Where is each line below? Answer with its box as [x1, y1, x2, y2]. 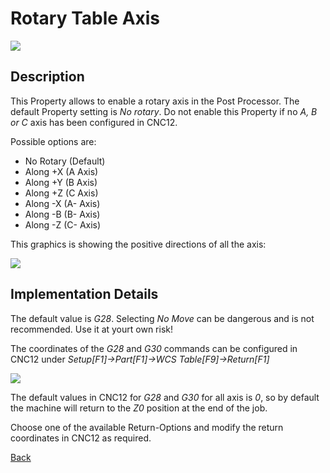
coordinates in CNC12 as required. [10, 432, 152, 444]
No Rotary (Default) [24, 155, 106, 167]
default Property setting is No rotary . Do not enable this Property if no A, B [10, 105, 318, 117]
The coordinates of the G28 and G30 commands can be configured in [10, 342, 298, 354]
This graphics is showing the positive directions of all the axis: [10, 238, 267, 250]
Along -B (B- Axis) [24, 208, 101, 220]
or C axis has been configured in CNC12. [10, 116, 178, 128]
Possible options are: [10, 135, 97, 147]
